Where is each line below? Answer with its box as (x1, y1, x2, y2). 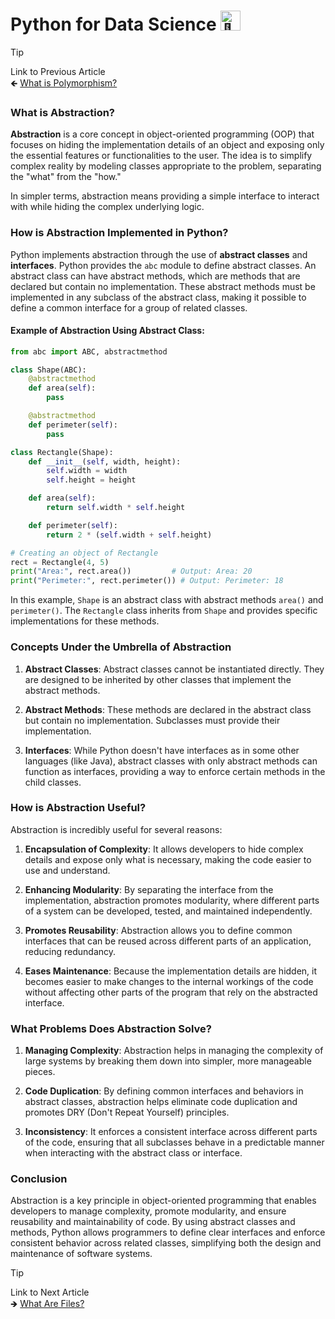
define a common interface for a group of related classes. (10, 301, 248, 314)
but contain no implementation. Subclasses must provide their (24, 714, 281, 726)
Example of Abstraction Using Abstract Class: (10, 325, 205, 337)
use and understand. (24, 864, 111, 876)
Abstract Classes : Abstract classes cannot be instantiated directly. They (24, 663, 325, 675)
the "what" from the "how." (10, 171, 122, 183)
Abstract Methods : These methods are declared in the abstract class (24, 703, 312, 715)
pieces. (24, 1066, 56, 1078)
